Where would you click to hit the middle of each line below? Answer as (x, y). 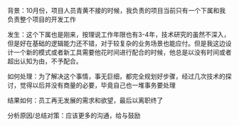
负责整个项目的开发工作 (42, 19)
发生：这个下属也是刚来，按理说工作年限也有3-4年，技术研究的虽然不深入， (119, 35)
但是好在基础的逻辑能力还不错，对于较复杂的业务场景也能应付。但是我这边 (116, 43)
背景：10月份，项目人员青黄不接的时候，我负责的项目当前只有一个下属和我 (117, 10)
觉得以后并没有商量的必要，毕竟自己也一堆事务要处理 (97, 85)
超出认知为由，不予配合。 (45, 61)
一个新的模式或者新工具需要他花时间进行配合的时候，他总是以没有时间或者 (122, 52)
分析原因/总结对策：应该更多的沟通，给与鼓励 (74, 115)
